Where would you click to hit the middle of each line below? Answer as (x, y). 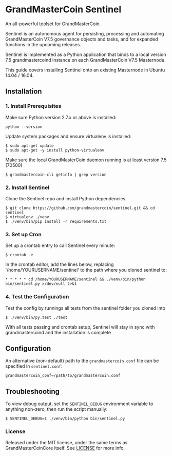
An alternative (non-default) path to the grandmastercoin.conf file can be (82, 361)
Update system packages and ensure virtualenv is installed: (69, 136)
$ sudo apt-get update (30, 146)
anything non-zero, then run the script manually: (56, 409)
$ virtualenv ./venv (27, 217)
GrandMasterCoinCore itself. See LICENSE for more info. (65, 448)
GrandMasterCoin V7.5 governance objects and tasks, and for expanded (82, 39)
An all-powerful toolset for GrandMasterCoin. (53, 24)
